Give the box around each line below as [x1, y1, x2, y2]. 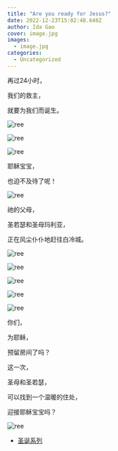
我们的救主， [7, 91, 44, 99]
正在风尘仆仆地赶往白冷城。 [7, 235, 88, 243]
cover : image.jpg [7, 30, 58, 37]
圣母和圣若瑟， [7, 377, 51, 386]
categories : [7, 50, 42, 57]
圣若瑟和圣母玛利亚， [7, 220, 69, 228]
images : [7, 37, 30, 44]
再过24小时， [7, 76, 46, 84]
